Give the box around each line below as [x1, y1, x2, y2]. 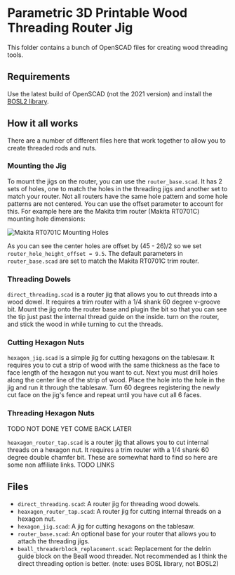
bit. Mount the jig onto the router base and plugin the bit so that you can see [7, 305, 227, 314]
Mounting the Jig [7, 161, 67, 171]
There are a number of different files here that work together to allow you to [7, 136, 226, 145]
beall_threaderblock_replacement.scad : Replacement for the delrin [17, 544, 212, 553]
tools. [7, 51, 24, 59]
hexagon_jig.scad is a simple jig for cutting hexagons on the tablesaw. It [7, 354, 215, 362]
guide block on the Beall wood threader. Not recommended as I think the [17, 552, 228, 560]
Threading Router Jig [7, 20, 133, 36]
